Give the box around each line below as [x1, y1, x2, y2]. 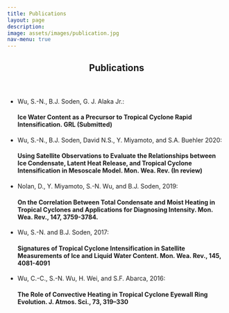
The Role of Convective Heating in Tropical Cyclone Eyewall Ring [17, 290, 208, 298]
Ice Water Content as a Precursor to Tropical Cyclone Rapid [17, 113, 192, 122]
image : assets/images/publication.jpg [7, 29, 119, 37]
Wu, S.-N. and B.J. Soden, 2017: [17, 228, 110, 236]
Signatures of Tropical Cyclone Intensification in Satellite [17, 244, 185, 252]
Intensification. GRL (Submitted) [17, 120, 113, 129]
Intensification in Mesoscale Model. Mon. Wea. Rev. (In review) [17, 166, 203, 175]
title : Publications [7, 10, 67, 17]
